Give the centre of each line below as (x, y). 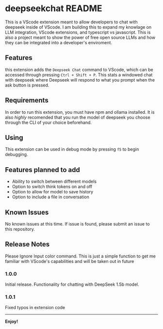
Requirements (27, 100)
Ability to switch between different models (54, 182)
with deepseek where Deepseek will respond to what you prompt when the (80, 80)
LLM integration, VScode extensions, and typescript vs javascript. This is (78, 32)
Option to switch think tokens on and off (52, 187)
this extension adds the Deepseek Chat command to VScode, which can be (79, 69)
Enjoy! (12, 322)
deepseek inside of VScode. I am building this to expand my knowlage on (78, 27)
